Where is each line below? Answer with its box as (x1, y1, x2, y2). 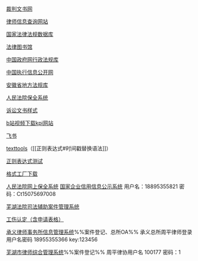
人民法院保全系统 (6, 94, 48, 101)
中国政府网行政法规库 (6, 56, 58, 63)
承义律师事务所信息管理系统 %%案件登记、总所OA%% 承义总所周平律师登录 (6, 229, 193, 235)
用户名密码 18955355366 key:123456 (6, 236, 98, 243)
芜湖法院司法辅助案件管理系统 (6, 203, 79, 210)
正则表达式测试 (6, 158, 43, 164)
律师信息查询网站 (6, 18, 48, 25)
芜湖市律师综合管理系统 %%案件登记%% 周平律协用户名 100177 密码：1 (6, 248, 181, 256)
